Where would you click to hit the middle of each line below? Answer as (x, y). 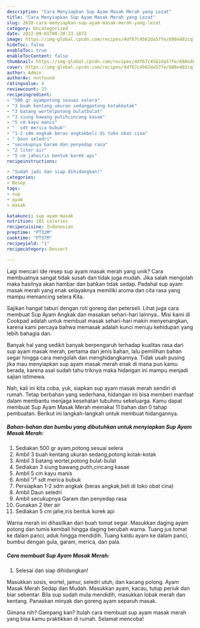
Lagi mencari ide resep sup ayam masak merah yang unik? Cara (85, 271)
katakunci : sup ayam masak (40, 216)
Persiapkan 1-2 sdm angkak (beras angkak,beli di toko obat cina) (94, 486)
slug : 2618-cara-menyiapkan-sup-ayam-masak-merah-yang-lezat (84, 23)
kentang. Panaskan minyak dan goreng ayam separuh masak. (82, 601)
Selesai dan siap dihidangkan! (52, 571)
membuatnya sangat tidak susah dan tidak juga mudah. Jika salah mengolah (100, 277)
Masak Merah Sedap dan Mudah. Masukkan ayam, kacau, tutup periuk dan (99, 588)
